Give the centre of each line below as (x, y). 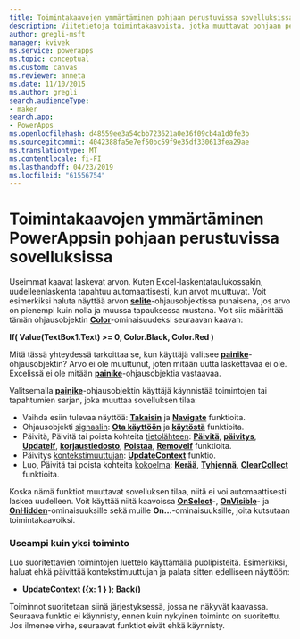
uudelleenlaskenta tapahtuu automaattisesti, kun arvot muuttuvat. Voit (138, 292)
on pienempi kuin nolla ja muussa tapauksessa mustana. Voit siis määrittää (146, 311)
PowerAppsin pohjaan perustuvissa (144, 238)
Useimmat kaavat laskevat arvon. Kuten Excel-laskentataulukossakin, (136, 282)
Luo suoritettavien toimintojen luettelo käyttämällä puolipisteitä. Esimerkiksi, (148, 562)
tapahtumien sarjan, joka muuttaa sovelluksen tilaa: (104, 400)
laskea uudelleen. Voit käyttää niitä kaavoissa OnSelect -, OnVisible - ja (139, 502)
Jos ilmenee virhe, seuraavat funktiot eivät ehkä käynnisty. (117, 626)
